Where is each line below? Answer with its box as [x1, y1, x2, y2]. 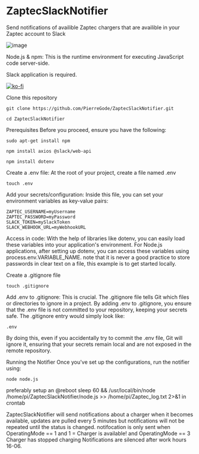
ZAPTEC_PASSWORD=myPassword [6, 214, 76, 220]
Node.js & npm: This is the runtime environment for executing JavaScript [6, 53, 184, 60]
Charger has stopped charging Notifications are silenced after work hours [6, 436, 187, 443]
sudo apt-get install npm [6, 138, 70, 144]
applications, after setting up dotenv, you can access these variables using [6, 247, 189, 254]
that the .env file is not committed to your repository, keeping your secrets [6, 306, 188, 313]
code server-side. [6, 59, 50, 67]
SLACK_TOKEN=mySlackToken [6, 219, 70, 225]
